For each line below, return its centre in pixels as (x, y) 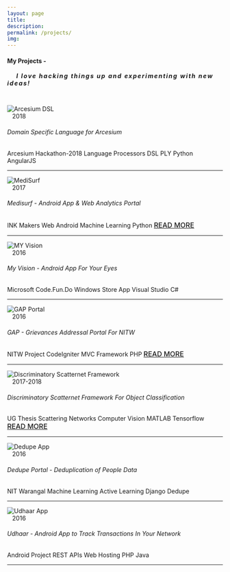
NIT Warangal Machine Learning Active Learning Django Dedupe (98, 491)
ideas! (19, 84)
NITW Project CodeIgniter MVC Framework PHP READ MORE (95, 354)
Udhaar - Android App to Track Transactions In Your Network (94, 534)
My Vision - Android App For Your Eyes (62, 269)
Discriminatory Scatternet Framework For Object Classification (96, 397)
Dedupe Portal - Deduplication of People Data (72, 469)
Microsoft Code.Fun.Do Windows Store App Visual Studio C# (93, 289)
